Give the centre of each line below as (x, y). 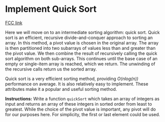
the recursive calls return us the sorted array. (51, 69)
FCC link (14, 23)
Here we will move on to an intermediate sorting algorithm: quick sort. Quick (82, 32)
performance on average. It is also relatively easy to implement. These (77, 84)
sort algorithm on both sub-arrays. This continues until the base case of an (82, 58)
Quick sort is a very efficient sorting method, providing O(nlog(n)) (72, 79)
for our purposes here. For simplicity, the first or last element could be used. (83, 114)
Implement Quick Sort (51, 9)
